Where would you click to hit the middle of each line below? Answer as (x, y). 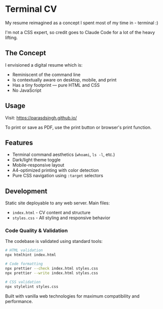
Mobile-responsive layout (38, 165)
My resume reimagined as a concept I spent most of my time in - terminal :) (82, 23)
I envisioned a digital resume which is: (44, 65)
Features (19, 142)
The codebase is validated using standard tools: (54, 241)
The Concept (25, 53)
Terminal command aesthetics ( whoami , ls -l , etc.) (63, 154)
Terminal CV (31, 9)
